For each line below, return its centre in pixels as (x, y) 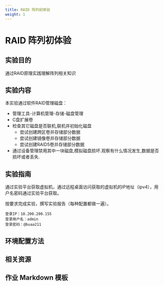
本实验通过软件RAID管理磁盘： (36, 103)
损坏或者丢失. (26, 157)
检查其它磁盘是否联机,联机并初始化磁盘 (52, 126)
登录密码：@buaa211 (23, 225)
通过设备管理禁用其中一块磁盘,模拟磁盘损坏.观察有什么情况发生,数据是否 (85, 151)
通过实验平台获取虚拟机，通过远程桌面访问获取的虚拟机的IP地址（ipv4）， (80, 187)
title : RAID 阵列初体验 (28, 10)
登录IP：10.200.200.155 (28, 214)
